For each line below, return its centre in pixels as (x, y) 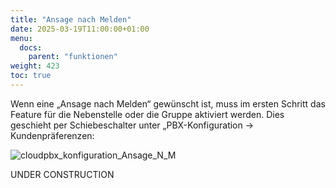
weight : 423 (35, 66)
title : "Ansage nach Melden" (71, 19)
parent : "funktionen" (73, 57)
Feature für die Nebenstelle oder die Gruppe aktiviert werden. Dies (147, 114)
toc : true (31, 76)
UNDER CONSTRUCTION (62, 174)
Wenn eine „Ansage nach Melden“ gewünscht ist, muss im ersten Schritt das (168, 103)
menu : (21, 38)
